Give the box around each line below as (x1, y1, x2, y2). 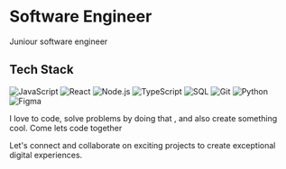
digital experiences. (9, 149, 83, 160)
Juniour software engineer (9, 36, 108, 47)
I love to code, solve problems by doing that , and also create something (9, 112, 278, 123)
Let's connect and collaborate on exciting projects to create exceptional (9, 139, 276, 150)
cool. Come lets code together (9, 122, 123, 133)
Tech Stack (9, 62, 74, 77)
